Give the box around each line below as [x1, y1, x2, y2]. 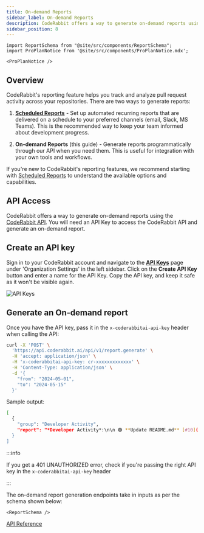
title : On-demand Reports [6, 9, 72, 15]
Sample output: [6, 398, 44, 405]
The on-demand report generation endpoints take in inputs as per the [6, 491, 180, 498]
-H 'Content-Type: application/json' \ [12, 364, 113, 371]
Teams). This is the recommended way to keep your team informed [15, 122, 183, 130]
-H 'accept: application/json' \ [12, 354, 97, 360]
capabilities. [6, 178, 36, 186]
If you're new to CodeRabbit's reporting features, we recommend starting [6, 165, 190, 173]
